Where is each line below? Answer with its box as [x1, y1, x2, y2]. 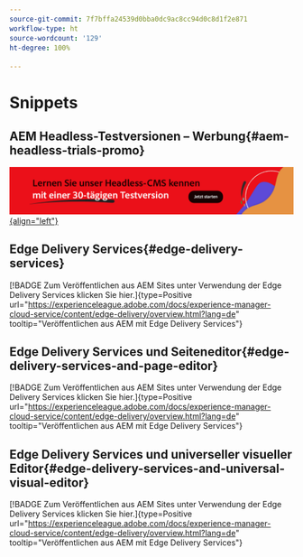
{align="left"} [9, 215, 59, 226]
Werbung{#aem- [192, 128, 290, 144]
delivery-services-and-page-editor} [9, 358, 219, 374]
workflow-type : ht [9, 23, 78, 33]
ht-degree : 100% [9, 43, 70, 52]
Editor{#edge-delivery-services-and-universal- [9, 460, 286, 476]
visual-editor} [9, 475, 90, 490]
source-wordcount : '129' [9, 33, 103, 42]
